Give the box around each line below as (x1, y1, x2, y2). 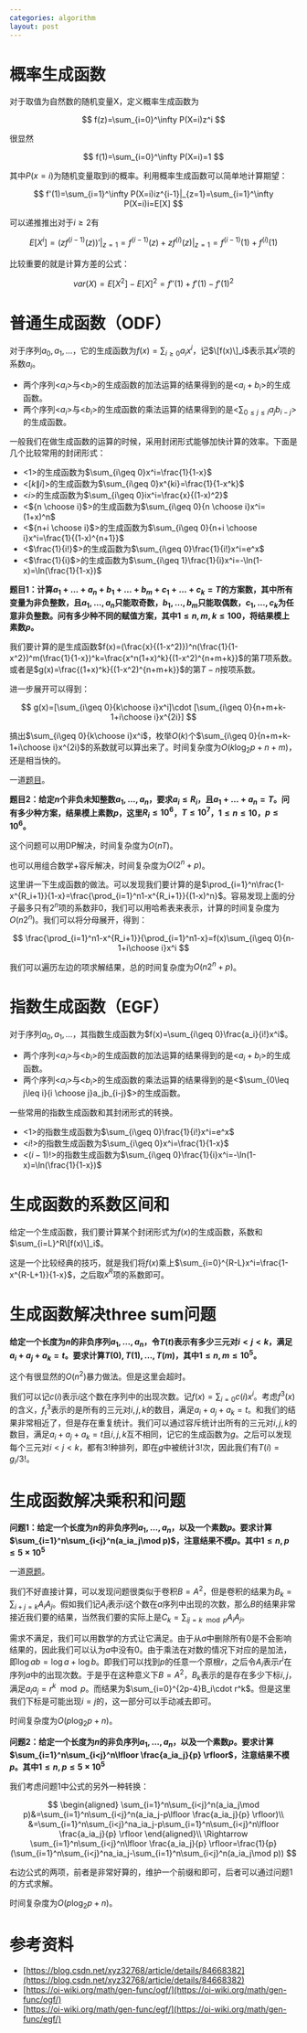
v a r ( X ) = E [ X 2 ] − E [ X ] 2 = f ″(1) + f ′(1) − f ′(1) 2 (72, 276, 235, 289)
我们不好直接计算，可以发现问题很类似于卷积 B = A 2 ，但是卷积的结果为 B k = (9, 1584, 292, 1599)
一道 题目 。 (9, 774, 50, 785)
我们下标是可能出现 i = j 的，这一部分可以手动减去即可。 (9, 1696, 217, 1707)
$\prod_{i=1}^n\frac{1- (201, 879, 285, 890)
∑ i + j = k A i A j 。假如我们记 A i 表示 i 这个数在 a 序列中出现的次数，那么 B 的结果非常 (9, 1599, 296, 1612)
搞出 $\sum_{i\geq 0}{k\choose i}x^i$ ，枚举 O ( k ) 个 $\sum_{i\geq (9, 730, 247, 741)
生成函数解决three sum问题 (9, 1304, 217, 1325)
